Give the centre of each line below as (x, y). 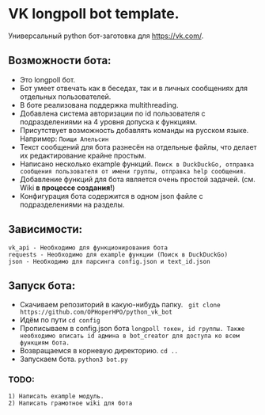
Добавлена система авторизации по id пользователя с (112, 113)
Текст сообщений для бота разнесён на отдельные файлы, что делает (138, 147)
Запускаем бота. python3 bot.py (74, 359)
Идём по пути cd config (60, 320)
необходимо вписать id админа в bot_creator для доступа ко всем (129, 336)
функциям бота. (45, 343)
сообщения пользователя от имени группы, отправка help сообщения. (133, 171)
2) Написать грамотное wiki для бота (70, 403)
